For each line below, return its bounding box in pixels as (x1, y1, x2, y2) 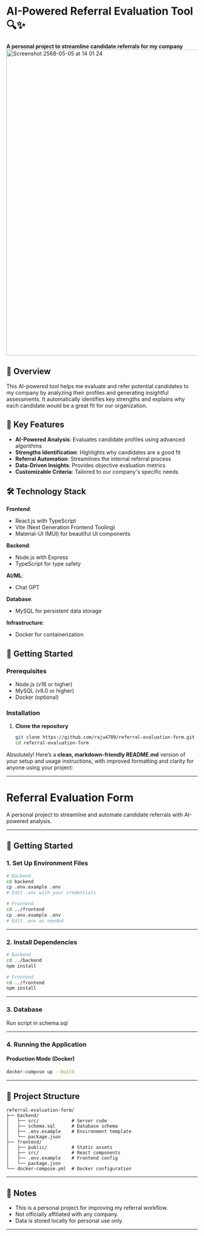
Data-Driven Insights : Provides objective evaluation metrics (15, 461, 166, 469)
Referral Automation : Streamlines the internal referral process (15, 455, 171, 462)
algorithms (15, 442, 42, 450)
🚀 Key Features (6, 420, 65, 430)
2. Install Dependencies (6, 938, 78, 946)
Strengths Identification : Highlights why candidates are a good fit (15, 448, 181, 456)
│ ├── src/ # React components (6, 1150, 121, 1156)
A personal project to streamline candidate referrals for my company (6, 43, 183, 50)
